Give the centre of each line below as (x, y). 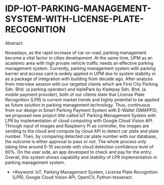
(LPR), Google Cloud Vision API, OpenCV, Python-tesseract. (72, 177)
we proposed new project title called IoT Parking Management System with (81, 115)
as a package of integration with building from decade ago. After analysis (79, 79)
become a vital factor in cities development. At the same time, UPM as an (79, 58)
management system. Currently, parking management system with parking (80, 68)
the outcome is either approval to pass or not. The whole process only (76, 141)
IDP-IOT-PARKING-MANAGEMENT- (78, 9)
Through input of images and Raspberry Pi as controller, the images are (77, 125)
